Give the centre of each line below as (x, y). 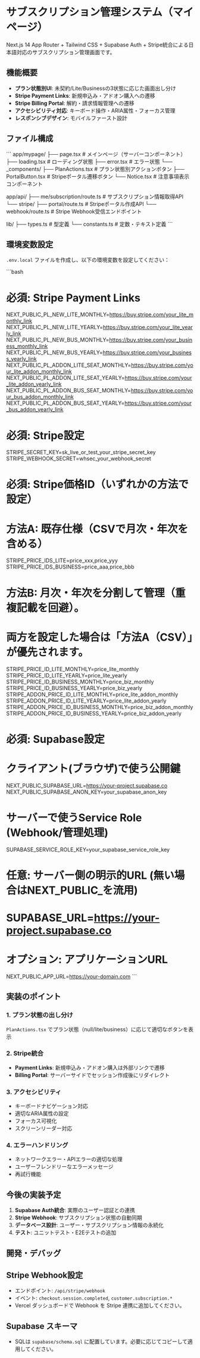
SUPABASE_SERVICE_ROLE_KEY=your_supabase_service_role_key (88, 850)
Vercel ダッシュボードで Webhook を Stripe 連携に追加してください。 (100, 1306)
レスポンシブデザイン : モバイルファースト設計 (71, 118)
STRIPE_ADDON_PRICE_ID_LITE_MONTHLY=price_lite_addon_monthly (92, 694)
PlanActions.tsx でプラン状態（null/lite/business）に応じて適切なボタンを (97, 1029)
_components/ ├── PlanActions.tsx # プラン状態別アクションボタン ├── (95, 169)
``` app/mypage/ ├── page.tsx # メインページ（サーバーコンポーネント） (96, 154)
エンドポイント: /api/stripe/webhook (60, 1291)
